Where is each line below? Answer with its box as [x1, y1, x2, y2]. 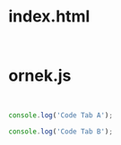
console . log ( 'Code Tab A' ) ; [8, 110, 114, 120]
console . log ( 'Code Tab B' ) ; [8, 127, 114, 136]
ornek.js [8, 65, 72, 86]
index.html [8, 6, 91, 27]
